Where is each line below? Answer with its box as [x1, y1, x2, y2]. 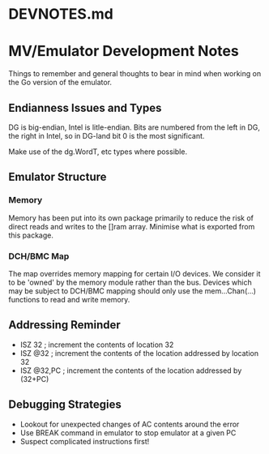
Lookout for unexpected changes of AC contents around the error [19, 419, 240, 429]
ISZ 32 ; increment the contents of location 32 [19, 340, 174, 349]
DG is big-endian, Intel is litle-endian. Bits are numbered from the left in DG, [8, 122, 261, 132]
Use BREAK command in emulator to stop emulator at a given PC [19, 427, 237, 438]
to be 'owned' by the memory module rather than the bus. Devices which [8, 277, 253, 287]
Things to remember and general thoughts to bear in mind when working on [8, 69, 262, 79]
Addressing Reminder [8, 318, 122, 332]
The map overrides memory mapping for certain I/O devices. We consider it [8, 268, 261, 278]
